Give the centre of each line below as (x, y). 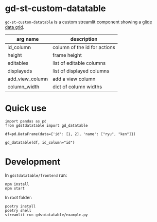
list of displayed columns (81, 71)
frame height (67, 55)
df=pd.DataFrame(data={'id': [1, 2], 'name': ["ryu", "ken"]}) (70, 134)
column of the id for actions (84, 47)
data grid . (15, 27)
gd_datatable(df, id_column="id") (40, 142)
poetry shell (18, 210)
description (84, 39)
